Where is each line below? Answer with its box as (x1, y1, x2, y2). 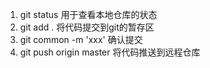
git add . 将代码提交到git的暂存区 (19, 21, 155, 33)
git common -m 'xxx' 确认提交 (19, 34, 143, 45)
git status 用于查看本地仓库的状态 (19, 9, 158, 20)
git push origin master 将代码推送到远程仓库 (19, 46, 201, 58)
